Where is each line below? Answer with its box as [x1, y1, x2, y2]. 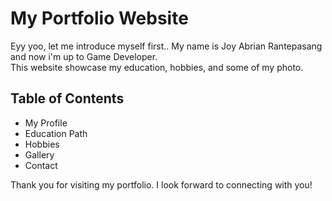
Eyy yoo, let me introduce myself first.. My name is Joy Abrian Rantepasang [10, 40, 323, 52]
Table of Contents [10, 90, 125, 107]
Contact [24, 159, 58, 171]
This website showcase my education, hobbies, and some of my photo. [10, 61, 304, 73]
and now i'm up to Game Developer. [10, 50, 158, 62]
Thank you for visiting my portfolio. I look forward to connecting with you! [10, 178, 313, 191]
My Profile [24, 117, 68, 129]
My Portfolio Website [10, 7, 189, 30]
